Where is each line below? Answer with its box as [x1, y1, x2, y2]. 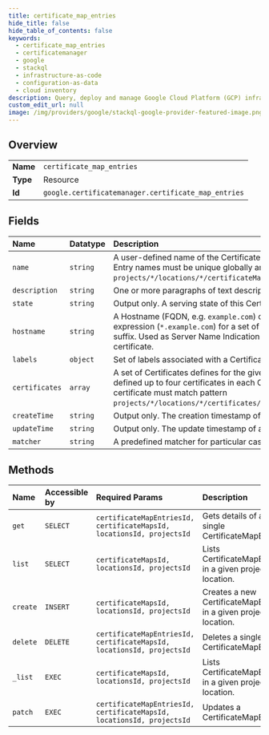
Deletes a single [202, 632, 263, 643]
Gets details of [202, 511, 258, 522]
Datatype [69, 238, 106, 249]
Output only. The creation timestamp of [113, 410, 262, 421]
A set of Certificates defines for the [113, 366, 246, 378]
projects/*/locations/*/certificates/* [113, 398, 266, 407]
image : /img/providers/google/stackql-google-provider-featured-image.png [8, 109, 263, 117]
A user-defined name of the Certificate [113, 252, 261, 263]
